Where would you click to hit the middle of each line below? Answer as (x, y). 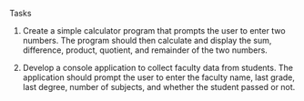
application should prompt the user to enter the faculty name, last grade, (159, 77)
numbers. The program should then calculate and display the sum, (147, 40)
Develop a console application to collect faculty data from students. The (158, 68)
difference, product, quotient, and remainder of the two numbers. (145, 50)
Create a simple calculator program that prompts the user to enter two (154, 30)
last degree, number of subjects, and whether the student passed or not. (159, 87)
